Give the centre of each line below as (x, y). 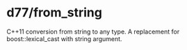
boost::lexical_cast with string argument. (64, 38)
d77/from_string (54, 13)
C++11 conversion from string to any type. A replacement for (93, 32)
